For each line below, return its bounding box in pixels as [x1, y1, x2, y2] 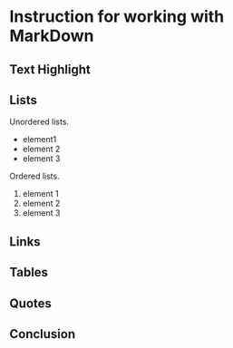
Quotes [9, 295, 53, 311]
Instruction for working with [9, 6, 225, 27]
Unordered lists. [9, 116, 70, 128]
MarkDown [9, 25, 94, 46]
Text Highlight [9, 62, 91, 77]
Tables [9, 265, 48, 280]
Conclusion [9, 326, 76, 342]
